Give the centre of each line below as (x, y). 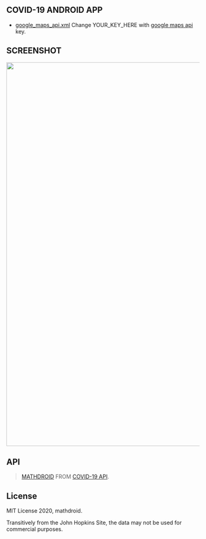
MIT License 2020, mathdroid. (44, 511)
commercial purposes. (35, 529)
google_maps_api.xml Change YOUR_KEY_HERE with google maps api (104, 25)
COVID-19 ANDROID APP (55, 10)
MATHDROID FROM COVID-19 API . (65, 477)
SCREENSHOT (34, 51)
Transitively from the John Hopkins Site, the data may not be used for (94, 523)
